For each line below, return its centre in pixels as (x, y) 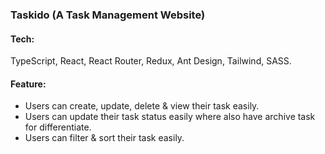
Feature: (28, 84)
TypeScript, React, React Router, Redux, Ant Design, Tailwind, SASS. (151, 61)
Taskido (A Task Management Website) (108, 15)
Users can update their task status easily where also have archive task (170, 117)
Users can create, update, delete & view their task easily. (142, 106)
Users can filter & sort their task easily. (104, 138)
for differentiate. (58, 127)
